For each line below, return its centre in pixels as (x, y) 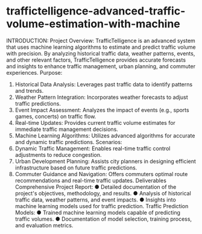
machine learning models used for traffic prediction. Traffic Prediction (102, 206)
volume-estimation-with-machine (93, 24)
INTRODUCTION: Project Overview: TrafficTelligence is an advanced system (101, 40)
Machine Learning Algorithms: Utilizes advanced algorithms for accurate (105, 135)
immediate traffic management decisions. (67, 129)
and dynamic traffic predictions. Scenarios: (68, 142)
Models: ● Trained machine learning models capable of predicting (98, 212)
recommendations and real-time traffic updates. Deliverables (91, 180)
